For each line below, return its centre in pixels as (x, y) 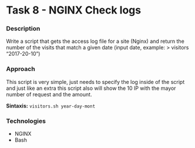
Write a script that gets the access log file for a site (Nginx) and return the (95, 41)
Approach (21, 69)
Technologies (26, 121)
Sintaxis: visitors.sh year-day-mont (51, 106)
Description (23, 29)
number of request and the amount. (49, 94)
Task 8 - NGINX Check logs (74, 10)
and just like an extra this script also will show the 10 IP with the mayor (91, 88)
